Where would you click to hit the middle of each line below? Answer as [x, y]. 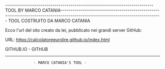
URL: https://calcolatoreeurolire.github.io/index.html [57, 40]
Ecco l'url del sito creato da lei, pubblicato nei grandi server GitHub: [74, 30]
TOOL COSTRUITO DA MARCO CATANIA [49, 21]
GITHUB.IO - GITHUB [27, 49]
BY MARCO [29, 10]
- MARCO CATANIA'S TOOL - [60, 63]
